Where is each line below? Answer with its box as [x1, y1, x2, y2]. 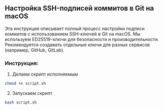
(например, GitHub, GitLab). [5, 47, 64, 53]
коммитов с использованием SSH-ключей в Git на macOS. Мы [5, 30, 141, 37]
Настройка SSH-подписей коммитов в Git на [5, 4, 154, 13]
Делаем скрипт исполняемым [12, 71, 78, 78]
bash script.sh [5, 100, 37, 105]
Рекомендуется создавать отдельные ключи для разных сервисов [5, 42, 150, 48]
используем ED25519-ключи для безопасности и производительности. [5, 36, 159, 42]
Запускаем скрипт [12, 90, 53, 96]
